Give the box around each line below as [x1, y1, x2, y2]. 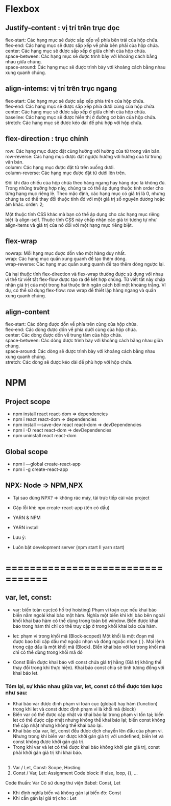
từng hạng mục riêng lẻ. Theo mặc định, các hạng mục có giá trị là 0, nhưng [5, 190, 165, 197]
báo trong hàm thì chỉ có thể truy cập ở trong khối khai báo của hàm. [12, 623, 157, 629]
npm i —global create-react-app [12, 461, 81, 467]
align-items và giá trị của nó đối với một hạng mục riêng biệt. [5, 222, 133, 228]
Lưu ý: [12, 534, 27, 540]
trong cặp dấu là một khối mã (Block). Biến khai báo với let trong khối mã [12, 644, 166, 650]
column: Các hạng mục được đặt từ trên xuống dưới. [5, 164, 115, 170]
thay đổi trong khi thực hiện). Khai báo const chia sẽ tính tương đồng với [12, 665, 164, 671]
